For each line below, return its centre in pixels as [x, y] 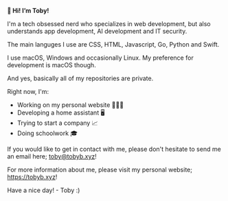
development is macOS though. [52, 65]
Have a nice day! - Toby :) [44, 190]
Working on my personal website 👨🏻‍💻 [70, 105]
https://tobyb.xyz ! [32, 177]
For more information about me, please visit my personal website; [100, 169]
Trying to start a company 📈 [57, 123]
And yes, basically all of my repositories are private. [80, 78]
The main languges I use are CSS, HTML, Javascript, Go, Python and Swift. [113, 44]
